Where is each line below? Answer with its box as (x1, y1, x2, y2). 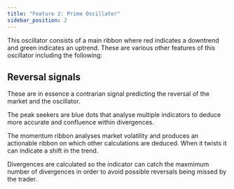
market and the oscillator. (7, 97, 81, 106)
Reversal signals (7, 71, 81, 83)
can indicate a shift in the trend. (7, 146, 99, 155)
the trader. (7, 175, 37, 183)
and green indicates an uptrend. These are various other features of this (7, 43, 216, 52)
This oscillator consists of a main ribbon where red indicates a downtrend (7, 36, 219, 44)
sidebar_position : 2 (7, 17, 68, 24)
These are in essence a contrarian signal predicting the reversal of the (7, 90, 210, 98)
